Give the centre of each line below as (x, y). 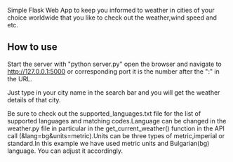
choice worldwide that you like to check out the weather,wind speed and (112, 18)
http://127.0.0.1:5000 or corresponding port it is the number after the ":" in (113, 71)
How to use (32, 47)
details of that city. (34, 100)
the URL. (20, 79)
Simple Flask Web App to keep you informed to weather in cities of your (111, 10)
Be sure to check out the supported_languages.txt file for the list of (104, 113)
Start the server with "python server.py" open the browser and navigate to (115, 64)
